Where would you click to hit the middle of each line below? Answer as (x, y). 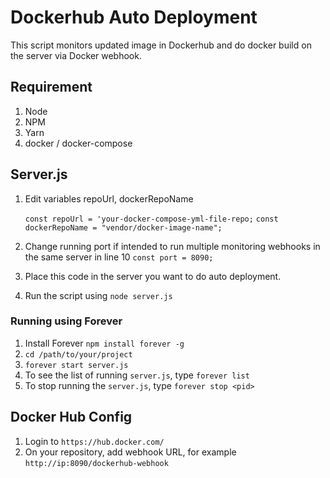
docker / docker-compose (78, 143)
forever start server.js (76, 365)
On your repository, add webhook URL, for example (130, 452)
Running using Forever (66, 321)
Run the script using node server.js (98, 295)
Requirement (51, 87)
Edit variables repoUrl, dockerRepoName (109, 198)
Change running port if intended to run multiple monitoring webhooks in (172, 246)
